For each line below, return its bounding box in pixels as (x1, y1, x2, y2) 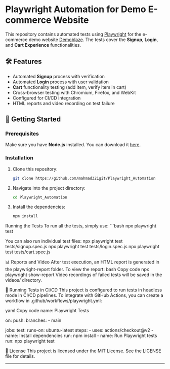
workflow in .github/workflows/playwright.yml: (5, 298, 102, 304)
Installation (5, 154, 34, 161)
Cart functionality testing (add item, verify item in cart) (12, 84, 126, 90)
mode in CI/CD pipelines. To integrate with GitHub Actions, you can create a (5, 292, 163, 298)
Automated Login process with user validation (12, 79, 109, 85)
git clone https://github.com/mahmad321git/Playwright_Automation (12, 176, 156, 181)
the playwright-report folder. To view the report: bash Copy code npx (5, 266, 149, 273)
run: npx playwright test (5, 338, 55, 344)
